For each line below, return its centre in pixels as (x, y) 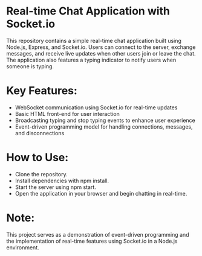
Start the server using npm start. (56, 187)
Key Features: (42, 91)
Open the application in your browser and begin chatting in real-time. (101, 193)
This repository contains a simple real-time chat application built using (94, 40)
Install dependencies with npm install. (62, 181)
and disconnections (40, 133)
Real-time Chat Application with (88, 11)
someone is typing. (30, 66)
